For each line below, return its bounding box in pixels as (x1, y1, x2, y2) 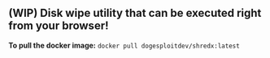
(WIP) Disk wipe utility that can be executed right (8, 6, 262, 20)
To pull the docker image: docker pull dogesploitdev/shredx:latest (8, 40, 240, 50)
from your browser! (8, 19, 109, 33)
